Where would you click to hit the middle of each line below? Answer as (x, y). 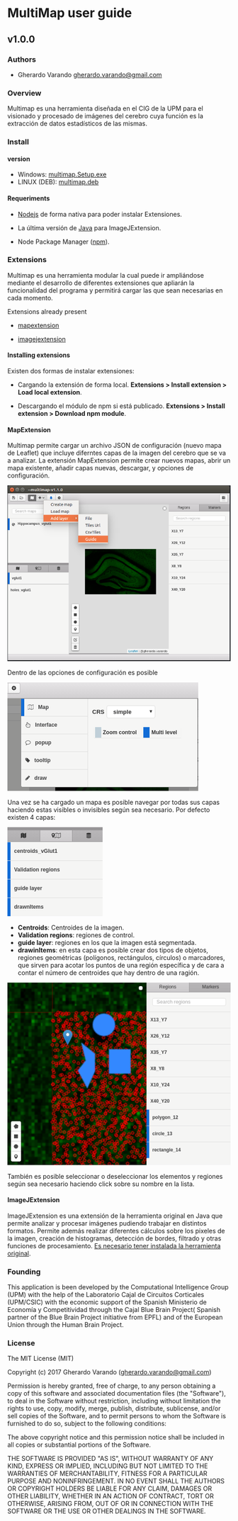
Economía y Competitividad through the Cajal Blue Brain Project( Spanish (114, 1310)
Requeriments (29, 198)
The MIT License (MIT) (41, 1359)
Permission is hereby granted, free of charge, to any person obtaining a (112, 1386)
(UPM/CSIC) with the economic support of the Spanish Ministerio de (107, 1302)
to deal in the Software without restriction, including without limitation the (114, 1401)
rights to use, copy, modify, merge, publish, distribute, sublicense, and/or (114, 1408)
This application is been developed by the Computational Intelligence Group (118, 1287)
